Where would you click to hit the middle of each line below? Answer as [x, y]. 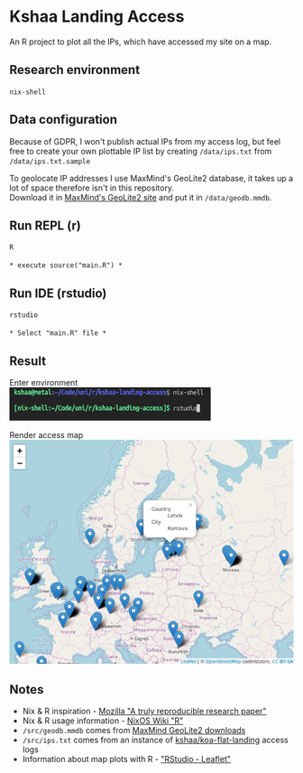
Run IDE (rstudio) [58, 293]
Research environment [75, 70]
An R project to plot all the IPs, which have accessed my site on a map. [141, 42]
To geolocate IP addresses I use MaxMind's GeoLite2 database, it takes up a [151, 178]
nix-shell [28, 92]
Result [28, 361]
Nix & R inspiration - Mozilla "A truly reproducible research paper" [144, 712]
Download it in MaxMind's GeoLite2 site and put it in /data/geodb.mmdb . [141, 197]
